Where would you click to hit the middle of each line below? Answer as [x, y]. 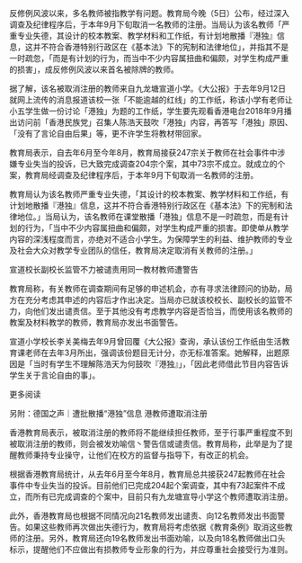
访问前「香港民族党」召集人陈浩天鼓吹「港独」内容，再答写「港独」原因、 [155, 122]
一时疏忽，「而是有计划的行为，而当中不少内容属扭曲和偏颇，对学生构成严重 [149, 58]
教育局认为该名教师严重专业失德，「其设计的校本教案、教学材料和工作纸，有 [149, 194]
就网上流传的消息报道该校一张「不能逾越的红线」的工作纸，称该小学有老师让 [151, 100]
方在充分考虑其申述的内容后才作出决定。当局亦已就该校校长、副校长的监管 [147, 300]
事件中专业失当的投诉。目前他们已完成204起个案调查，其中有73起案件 [139, 485]
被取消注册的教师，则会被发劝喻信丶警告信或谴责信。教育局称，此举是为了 [147, 444]
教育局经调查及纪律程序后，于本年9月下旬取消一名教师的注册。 [142, 175]
